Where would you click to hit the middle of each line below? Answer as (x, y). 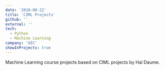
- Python (19, 33)
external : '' (19, 24)
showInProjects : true (28, 48)
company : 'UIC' (21, 43)
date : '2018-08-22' (26, 10)
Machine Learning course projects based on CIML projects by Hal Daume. (82, 62)
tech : (11, 29)
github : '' (17, 19)
